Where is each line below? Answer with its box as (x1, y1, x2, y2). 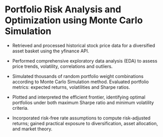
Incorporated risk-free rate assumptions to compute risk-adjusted (12, 114, 151, 121)
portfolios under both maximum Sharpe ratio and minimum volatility (12, 99, 154, 106)
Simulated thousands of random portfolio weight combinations (12, 73, 144, 79)
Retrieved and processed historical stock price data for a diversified (12, 42, 155, 48)
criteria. (12, 105, 29, 111)
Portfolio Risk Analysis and (5, 4, 121, 15)
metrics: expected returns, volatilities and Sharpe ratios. (12, 84, 130, 90)
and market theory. (12, 126, 53, 132)
